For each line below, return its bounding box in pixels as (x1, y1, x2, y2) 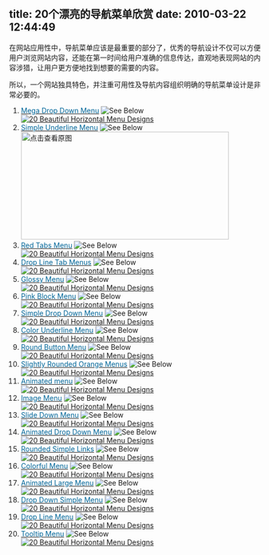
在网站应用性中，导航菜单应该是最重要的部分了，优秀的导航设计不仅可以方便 (9, 42, 261, 52)
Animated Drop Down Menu (20, 426, 113, 437)
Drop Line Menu (20, 512, 74, 521)
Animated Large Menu (20, 478, 94, 487)
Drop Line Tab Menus (20, 257, 92, 267)
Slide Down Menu (20, 410, 79, 419)
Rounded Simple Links (20, 444, 95, 454)
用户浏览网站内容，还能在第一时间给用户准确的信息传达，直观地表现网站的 (9, 53, 254, 62)
